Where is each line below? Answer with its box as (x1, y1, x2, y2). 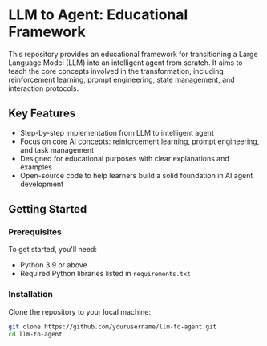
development (19, 179, 64, 189)
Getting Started (8, 202, 87, 216)
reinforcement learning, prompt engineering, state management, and (8, 75, 235, 84)
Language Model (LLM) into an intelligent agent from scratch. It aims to (8, 58, 243, 67)
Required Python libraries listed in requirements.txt (19, 269, 191, 279)
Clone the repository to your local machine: (8, 307, 152, 316)
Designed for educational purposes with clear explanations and (19, 153, 230, 163)
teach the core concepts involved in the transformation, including (8, 66, 225, 75)
